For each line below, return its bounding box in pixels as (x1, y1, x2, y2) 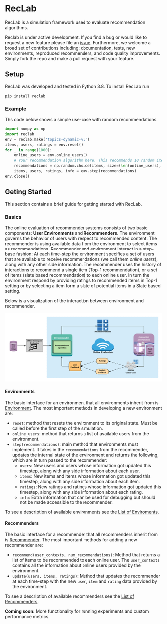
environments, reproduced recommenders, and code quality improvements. (5, 50, 160, 56)
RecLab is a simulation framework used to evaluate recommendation (5, 19, 146, 25)
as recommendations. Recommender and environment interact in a (5, 246, 142, 251)
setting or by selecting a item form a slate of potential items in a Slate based (5, 282, 161, 289)
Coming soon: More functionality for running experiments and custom (5, 608, 149, 614)
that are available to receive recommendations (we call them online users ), (5, 256, 158, 262)
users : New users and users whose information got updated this (19, 462, 151, 468)
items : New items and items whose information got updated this (19, 473, 151, 479)
